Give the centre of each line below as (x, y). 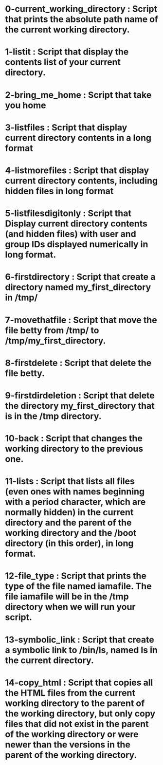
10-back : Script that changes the (74, 438)
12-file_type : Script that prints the (76, 576)
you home (26, 105)
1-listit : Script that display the (67, 52)
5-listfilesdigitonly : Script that (68, 213)
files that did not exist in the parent (77, 724)
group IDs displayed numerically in (77, 245)
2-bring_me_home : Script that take (78, 95)
